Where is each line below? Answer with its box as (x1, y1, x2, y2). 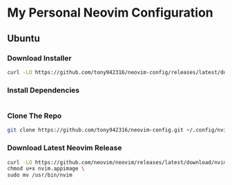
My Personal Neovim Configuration (7, 5, 213, 21)
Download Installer (7, 53, 72, 63)
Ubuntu (7, 33, 40, 44)
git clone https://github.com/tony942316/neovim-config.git (7, 127, 184, 134)
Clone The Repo (7, 111, 62, 121)
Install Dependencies (7, 85, 80, 95)
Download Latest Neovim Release (7, 143, 122, 153)
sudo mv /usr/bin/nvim (7, 172, 72, 179)
